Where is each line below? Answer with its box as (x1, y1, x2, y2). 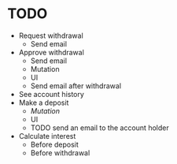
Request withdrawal (18, 31, 83, 40)
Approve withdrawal (18, 47, 84, 57)
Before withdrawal (30, 147, 90, 158)
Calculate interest (18, 131, 76, 140)
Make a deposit (18, 98, 69, 107)
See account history (18, 89, 84, 99)
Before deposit (30, 140, 79, 149)
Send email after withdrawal (30, 80, 122, 91)
